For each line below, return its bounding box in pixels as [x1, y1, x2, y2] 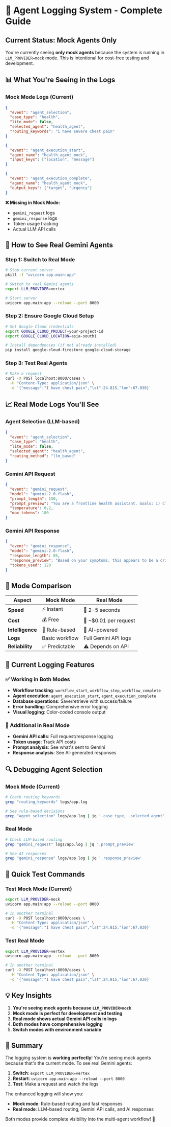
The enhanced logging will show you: [5, 1091, 84, 1097]
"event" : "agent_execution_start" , [10, 148, 85, 153]
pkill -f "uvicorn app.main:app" [5, 272, 76, 278]
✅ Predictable [42, 643, 75, 650]
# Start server [5, 295, 38, 301]
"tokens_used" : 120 [10, 562, 51, 568]
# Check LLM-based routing [5, 837, 63, 842]
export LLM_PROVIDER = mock [5, 896, 60, 902]
